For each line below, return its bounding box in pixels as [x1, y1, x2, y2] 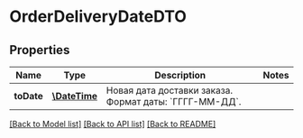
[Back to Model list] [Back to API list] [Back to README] [9, 119, 216, 129]
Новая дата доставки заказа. [106, 84, 233, 97]
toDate [14, 90, 43, 102]
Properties [9, 42, 70, 58]
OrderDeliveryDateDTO [9, 6, 188, 27]
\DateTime [51, 90, 97, 102]
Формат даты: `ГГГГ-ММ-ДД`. [106, 96, 242, 107]
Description [154, 69, 206, 81]
